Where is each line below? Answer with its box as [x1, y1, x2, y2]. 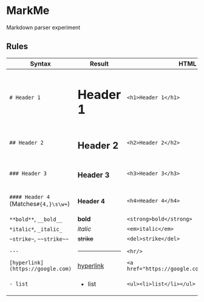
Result [90, 59, 109, 67]
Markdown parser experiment [6, 24, 81, 31]
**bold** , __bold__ [9, 215, 63, 224]
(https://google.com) [9, 266, 72, 272]
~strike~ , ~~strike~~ [9, 235, 69, 243]
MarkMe [6, 4, 50, 18]
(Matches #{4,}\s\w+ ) [9, 200, 70, 208]
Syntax [30, 59, 52, 67]
